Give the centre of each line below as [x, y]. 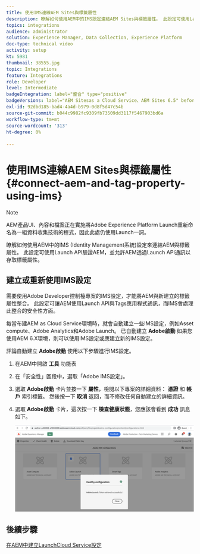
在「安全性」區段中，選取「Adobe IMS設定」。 [71, 376]
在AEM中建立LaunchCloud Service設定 [54, 545]
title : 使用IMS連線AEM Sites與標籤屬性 [51, 13]
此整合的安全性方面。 [32, 310]
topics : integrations [33, 25]
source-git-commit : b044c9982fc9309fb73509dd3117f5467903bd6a [85, 113]
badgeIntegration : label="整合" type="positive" [67, 94]
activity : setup [26, 51]
